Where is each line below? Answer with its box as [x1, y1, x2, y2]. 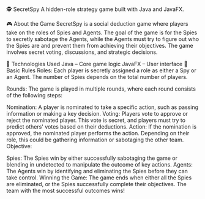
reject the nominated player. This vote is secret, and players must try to [6, 116, 185, 124]
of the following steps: [6, 92, 63, 99]
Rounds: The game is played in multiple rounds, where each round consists [6, 85, 196, 92]
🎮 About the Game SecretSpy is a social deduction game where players [6, 20, 188, 27]
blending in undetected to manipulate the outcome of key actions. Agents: [6, 161, 193, 168]
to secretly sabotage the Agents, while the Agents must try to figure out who [6, 36, 199, 42]
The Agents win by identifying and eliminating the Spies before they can [6, 168, 188, 175]
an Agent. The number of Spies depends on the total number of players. [6, 73, 188, 80]
